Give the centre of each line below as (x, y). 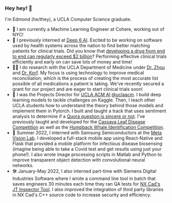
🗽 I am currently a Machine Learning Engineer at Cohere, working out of (88, 29)
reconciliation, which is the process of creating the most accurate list (85, 78)
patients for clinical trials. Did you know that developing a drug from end (89, 51)
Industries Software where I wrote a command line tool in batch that (84, 178)
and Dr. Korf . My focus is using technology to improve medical (78, 73)
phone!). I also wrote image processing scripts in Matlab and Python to (87, 155)
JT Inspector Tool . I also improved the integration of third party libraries (88, 190)
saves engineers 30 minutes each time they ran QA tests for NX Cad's (86, 184)
